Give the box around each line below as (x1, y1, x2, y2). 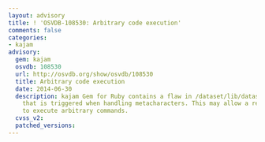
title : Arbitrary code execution (15, 77, 125, 85)
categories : (8, 33, 47, 42)
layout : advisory (8, 11, 65, 20)
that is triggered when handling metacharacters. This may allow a (22, 99, 248, 107)
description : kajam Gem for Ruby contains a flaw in (15, 92, 192, 100)
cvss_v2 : (15, 114, 44, 122)
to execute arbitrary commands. (22, 107, 129, 115)
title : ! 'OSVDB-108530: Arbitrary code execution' (8, 19, 181, 27)
